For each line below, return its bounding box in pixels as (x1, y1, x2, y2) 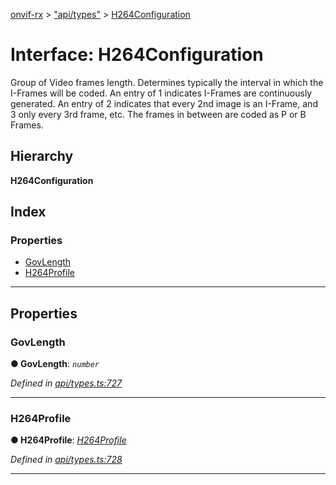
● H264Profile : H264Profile (10, 434, 127, 446)
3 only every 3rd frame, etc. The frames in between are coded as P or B (10, 108, 307, 120)
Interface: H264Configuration (10, 44, 264, 66)
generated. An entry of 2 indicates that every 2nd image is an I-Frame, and (10, 97, 318, 109)
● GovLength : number (10, 358, 100, 370)
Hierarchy (10, 148, 74, 165)
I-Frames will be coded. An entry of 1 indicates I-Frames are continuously (10, 87, 313, 99)
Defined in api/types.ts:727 (10, 377, 122, 389)
